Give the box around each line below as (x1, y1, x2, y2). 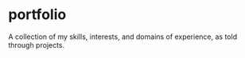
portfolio (8, 6, 67, 24)
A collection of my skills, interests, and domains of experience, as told (8, 32, 237, 41)
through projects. (8, 40, 65, 49)
